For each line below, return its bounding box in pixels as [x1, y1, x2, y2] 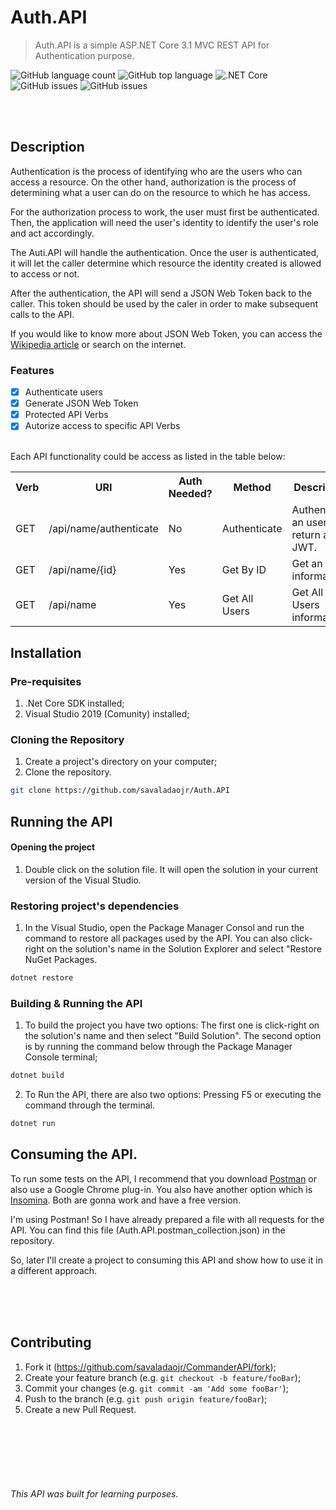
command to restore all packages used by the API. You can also [24, 932, 288, 945]
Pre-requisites [10, 674, 82, 688]
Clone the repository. [24, 766, 112, 778]
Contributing [10, 1334, 92, 1351]
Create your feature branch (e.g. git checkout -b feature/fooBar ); [24, 1371, 302, 1383]
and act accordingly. [10, 227, 95, 239]
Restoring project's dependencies [10, 899, 180, 913]
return [291, 528, 322, 542]
